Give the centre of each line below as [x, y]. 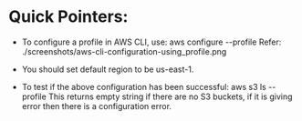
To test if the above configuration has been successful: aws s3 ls [144, 86]
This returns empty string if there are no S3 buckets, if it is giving [170, 96]
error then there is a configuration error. [97, 106]
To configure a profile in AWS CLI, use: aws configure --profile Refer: [151, 42]
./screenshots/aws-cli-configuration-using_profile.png [124, 51]
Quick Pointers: [68, 17]
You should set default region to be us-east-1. [108, 69]
